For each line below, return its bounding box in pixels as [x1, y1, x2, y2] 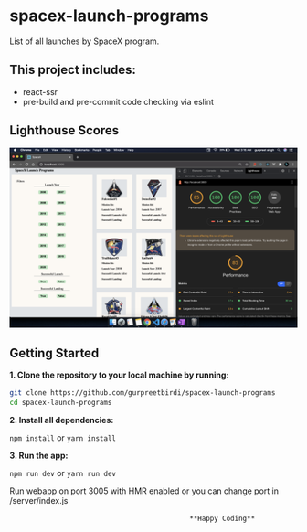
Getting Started [9, 345, 100, 361]
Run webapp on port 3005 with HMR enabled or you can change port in [9, 485, 279, 496]
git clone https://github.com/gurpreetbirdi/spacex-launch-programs [9, 388, 276, 398]
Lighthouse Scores [9, 122, 120, 138]
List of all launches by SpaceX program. [9, 36, 160, 47]
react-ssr [22, 86, 58, 97]
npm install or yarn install [9, 432, 117, 443]
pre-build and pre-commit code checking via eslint [22, 96, 215, 107]
